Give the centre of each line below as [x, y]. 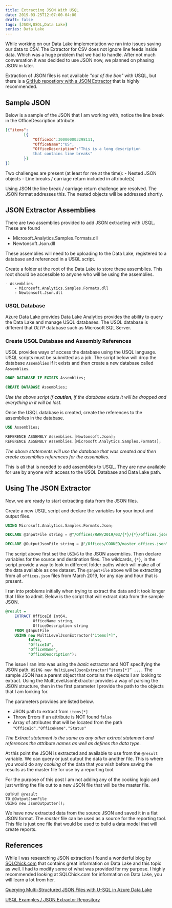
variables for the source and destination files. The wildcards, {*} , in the [80, 559]
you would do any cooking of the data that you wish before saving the [79, 764]
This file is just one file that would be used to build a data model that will [81, 824]
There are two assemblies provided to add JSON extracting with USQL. [80, 223]
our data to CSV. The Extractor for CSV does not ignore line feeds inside [81, 49]
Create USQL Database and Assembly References [68, 341]
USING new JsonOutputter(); [35, 803]
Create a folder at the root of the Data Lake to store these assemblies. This [84, 269]
